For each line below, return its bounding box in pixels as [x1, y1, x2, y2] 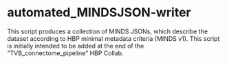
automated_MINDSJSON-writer [7, 5, 191, 20]
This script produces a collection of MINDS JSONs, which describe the [7, 27, 208, 35]
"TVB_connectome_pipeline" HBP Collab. [7, 49, 124, 57]
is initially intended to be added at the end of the [7, 42, 144, 50]
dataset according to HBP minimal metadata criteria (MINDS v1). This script [7, 34, 220, 42]
